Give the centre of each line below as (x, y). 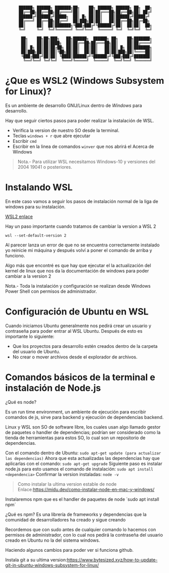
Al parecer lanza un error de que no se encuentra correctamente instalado (82, 245)
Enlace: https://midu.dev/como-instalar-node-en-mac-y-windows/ (86, 489)
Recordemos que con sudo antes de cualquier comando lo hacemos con (81, 529)
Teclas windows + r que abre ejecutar (51, 136)
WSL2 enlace (19, 216)
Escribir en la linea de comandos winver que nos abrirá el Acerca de (83, 146)
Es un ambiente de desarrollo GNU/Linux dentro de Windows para (74, 105)
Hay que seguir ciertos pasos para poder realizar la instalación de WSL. (80, 120)
